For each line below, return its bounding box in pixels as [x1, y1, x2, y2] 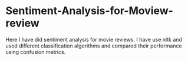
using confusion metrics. [5, 48, 66, 55]
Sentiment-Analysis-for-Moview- [5, 4, 173, 18]
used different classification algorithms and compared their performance [5, 42, 182, 49]
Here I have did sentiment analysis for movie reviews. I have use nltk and [5, 36, 182, 43]
